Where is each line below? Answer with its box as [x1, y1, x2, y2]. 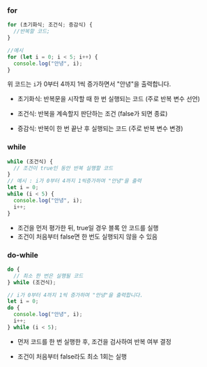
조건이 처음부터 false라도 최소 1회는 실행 [17, 352, 128, 361]
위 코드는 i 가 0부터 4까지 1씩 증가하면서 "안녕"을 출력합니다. [7, 80, 171, 89]
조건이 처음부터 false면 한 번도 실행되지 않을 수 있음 [17, 232, 158, 241]
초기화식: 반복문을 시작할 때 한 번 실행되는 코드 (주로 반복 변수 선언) [17, 95, 200, 103]
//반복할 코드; [13, 28, 50, 35]
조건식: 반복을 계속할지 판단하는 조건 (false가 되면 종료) [17, 110, 168, 118]
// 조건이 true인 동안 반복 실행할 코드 [13, 165, 114, 172]
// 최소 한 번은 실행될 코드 [13, 272, 84, 279]
